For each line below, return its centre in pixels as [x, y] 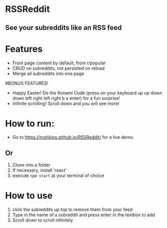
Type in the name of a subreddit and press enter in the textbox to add [84, 215]
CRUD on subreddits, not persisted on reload [58, 68]
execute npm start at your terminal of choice [58, 176]
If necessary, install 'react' [40, 170]
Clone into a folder [31, 165]
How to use [29, 196]
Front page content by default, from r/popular [59, 63]
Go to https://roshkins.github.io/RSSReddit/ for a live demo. [73, 137]
